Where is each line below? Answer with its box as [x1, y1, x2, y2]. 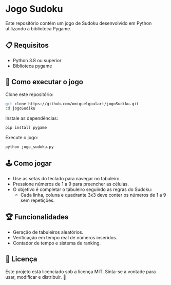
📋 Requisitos [5, 41, 49, 50]
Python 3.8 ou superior [12, 57, 62, 63]
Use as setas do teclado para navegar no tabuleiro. [12, 175, 121, 181]
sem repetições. [20, 197, 55, 203]
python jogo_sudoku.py [5, 144, 54, 149]
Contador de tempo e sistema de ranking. [12, 240, 101, 246]
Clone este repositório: [5, 91, 54, 98]
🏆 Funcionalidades [5, 213, 69, 221]
